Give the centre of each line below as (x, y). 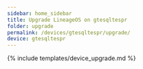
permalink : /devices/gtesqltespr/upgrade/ (69, 32)
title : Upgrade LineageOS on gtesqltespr (67, 20)
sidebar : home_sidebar (40, 13)
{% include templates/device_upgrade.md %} (71, 58)
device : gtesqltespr (37, 39)
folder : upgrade (30, 26)
